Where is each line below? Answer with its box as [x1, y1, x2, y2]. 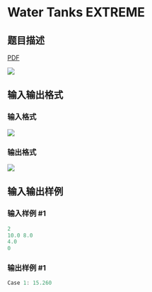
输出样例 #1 [7, 263, 46, 273]
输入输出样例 [7, 186, 64, 198]
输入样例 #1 [7, 208, 46, 218]
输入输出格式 [7, 89, 64, 101]
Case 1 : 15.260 [7, 279, 52, 287]
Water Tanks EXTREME [7, 4, 146, 21]
